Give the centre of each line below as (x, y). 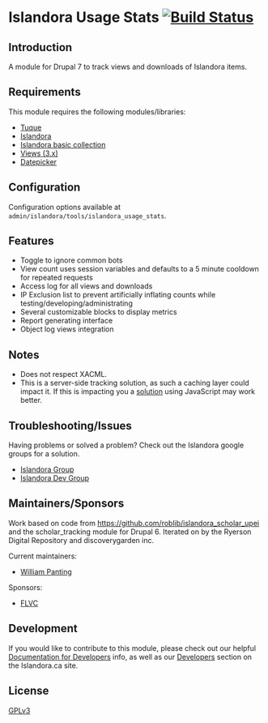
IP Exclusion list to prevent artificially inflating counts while (118, 295)
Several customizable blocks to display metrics (98, 312)
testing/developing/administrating (77, 303)
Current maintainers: (43, 556)
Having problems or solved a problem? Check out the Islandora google (126, 445)
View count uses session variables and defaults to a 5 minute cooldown (139, 269)
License (29, 691)
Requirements (45, 92)
